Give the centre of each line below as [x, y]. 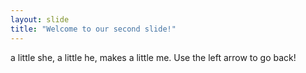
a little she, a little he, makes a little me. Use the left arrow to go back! [153, 57]
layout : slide [40, 19]
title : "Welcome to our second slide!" [93, 29]
